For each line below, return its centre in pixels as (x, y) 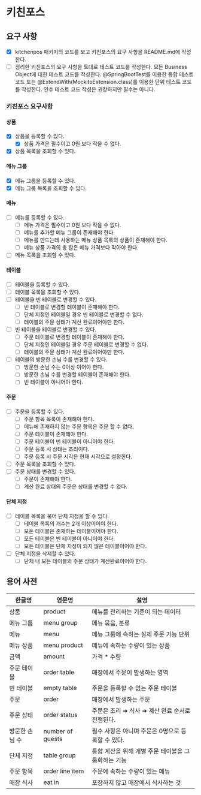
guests (53, 739)
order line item (64, 771)
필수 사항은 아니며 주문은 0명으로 (135, 731)
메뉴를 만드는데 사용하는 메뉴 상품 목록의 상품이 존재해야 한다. (95, 240)
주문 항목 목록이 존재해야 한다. (59, 419)
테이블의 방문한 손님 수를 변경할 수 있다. (61, 360)
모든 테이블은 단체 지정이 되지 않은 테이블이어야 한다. (85, 546)
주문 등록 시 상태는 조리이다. (57, 449)
